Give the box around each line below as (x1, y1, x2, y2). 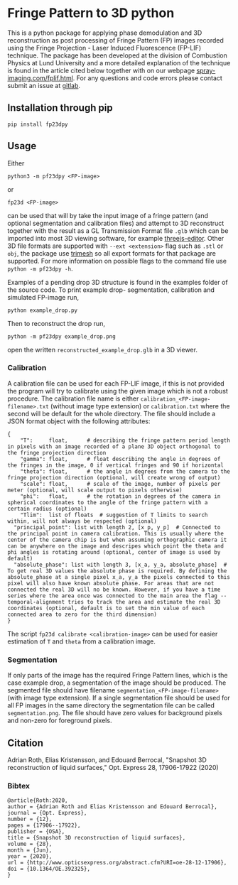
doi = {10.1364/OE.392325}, (7, 865, 91, 873)
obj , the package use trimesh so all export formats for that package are (7, 249, 217, 257)
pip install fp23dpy (7, 121, 69, 128)
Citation (7, 737, 44, 749)
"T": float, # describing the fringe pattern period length (20, 437, 231, 444)
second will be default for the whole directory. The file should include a (7, 409, 216, 418)
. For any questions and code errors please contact (72, 73, 222, 82)
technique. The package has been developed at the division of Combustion (7, 51, 227, 60)
